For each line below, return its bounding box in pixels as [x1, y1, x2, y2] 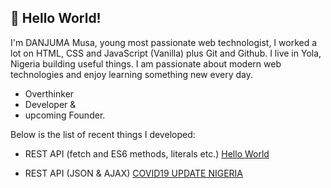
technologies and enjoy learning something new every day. [10, 68, 253, 80]
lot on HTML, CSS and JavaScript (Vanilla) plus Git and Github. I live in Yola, [10, 47, 322, 59]
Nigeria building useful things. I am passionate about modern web [10, 57, 282, 70]
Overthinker [24, 87, 75, 100]
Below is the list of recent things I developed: [10, 128, 196, 140]
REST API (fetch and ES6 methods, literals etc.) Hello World [24, 147, 270, 160]
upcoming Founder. [24, 109, 106, 121]
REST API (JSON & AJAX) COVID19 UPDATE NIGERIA [24, 167, 244, 179]
